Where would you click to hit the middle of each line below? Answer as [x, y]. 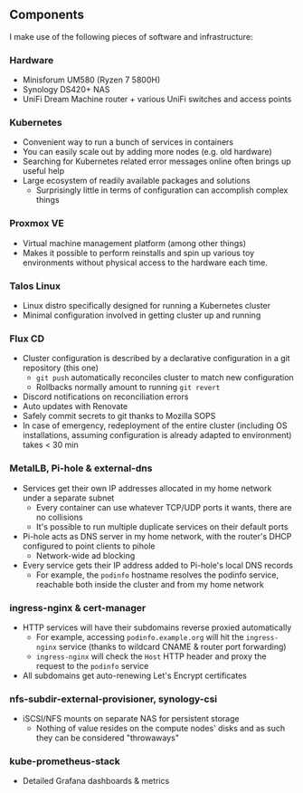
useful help [43, 171]
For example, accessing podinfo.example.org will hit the [140, 636]
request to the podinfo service [92, 665]
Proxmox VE [37, 224]
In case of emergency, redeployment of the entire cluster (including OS [155, 425]
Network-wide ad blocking [85, 555]
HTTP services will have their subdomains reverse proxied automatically [157, 627]
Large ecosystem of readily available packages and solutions [136, 181]
